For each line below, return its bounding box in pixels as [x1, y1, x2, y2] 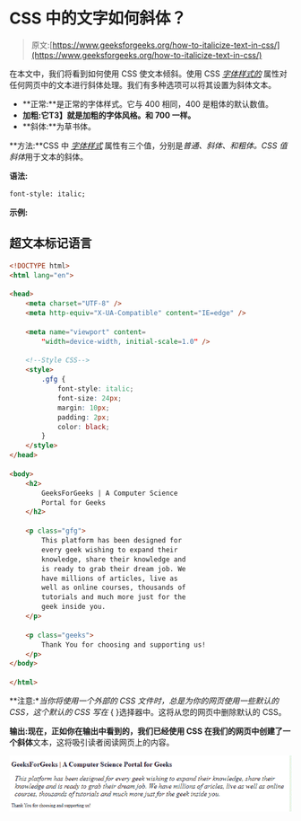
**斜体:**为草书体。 [21, 120, 96, 131]
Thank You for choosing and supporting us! [41, 640, 206, 649]
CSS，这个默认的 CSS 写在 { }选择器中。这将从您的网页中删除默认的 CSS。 [9, 707, 287, 717]
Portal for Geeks [41, 498, 106, 508]
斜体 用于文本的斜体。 [9, 151, 88, 162]
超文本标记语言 [9, 235, 92, 252]
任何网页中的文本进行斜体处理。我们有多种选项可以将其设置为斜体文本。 [9, 79, 276, 90]
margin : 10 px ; [56, 403, 110, 412]
